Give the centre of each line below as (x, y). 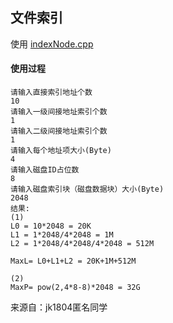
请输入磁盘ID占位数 (45, 170)
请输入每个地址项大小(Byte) (61, 151)
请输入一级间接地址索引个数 (59, 112)
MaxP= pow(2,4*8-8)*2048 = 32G (75, 288)
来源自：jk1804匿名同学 (59, 307)
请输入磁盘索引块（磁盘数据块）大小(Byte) (87, 189)
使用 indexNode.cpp (52, 44)
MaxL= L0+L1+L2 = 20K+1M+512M (73, 261)
